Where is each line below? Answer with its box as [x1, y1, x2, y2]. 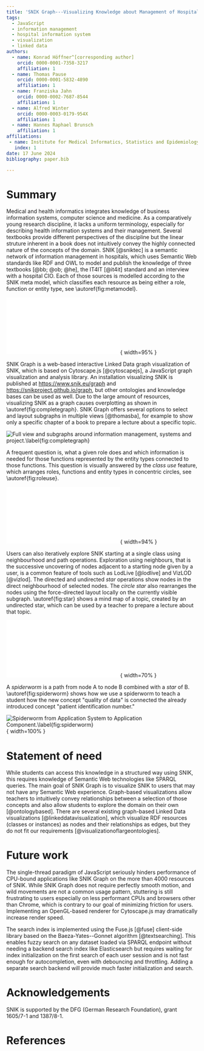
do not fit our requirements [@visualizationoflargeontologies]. [6, 827, 161, 834]
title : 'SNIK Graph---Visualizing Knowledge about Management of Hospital [6, 9, 200, 15]
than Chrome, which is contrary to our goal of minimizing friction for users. [6, 901, 193, 909]
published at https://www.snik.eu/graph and [6, 380, 117, 387]
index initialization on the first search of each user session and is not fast [6, 952, 189, 959]
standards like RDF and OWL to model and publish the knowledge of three [6, 259, 192, 267]
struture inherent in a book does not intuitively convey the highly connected [6, 240, 195, 247]
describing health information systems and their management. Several [6, 227, 182, 234]
